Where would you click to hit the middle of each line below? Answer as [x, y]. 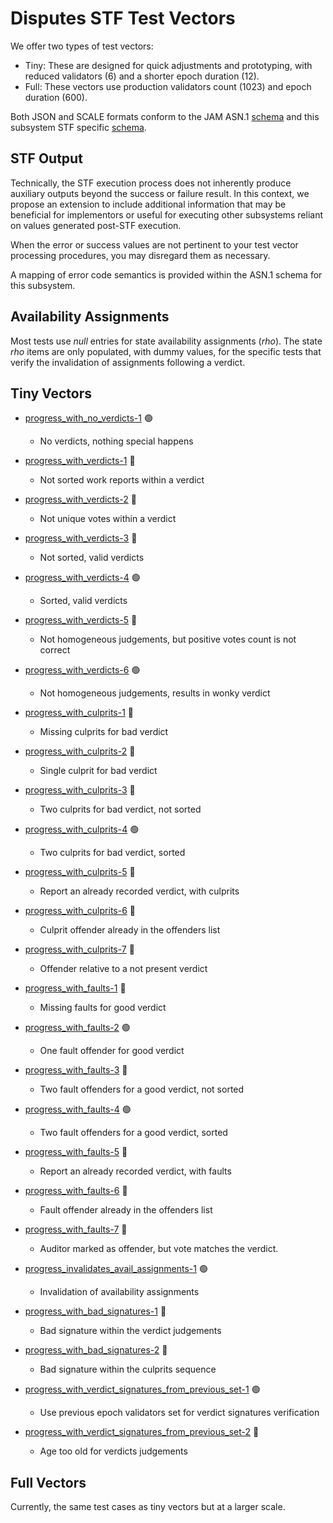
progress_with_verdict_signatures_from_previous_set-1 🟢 [142, 1389]
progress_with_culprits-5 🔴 [80, 872]
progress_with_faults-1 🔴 [75, 988]
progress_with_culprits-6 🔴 [80, 911]
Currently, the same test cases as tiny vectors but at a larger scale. [148, 1507]
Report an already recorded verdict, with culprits [139, 891]
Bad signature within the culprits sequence [128, 1369]
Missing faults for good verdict [103, 1008]
